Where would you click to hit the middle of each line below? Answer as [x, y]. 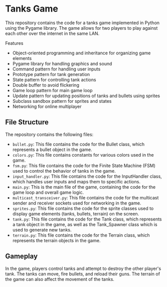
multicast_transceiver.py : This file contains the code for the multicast [86, 197]
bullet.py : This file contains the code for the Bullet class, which [78, 144]
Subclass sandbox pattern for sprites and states [62, 101]
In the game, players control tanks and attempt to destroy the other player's [83, 268]
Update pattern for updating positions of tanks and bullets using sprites [86, 96]
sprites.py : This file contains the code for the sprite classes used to [83, 208]
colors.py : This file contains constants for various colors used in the [83, 155]
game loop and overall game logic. [48, 192]
